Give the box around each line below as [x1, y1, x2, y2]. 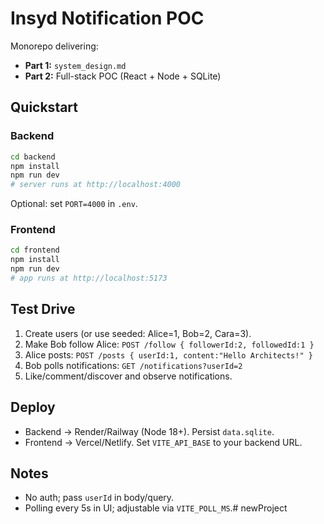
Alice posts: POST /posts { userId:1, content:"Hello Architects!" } [24, 348, 313, 361]
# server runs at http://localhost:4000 [10, 180, 182, 190]
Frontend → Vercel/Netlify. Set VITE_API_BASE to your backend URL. [24, 436, 303, 448]
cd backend [10, 152, 56, 162]
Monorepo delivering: [10, 40, 99, 52]
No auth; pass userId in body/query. [24, 492, 175, 504]
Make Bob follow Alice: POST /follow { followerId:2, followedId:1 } [24, 338, 315, 350]
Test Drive [10, 301, 76, 318]
